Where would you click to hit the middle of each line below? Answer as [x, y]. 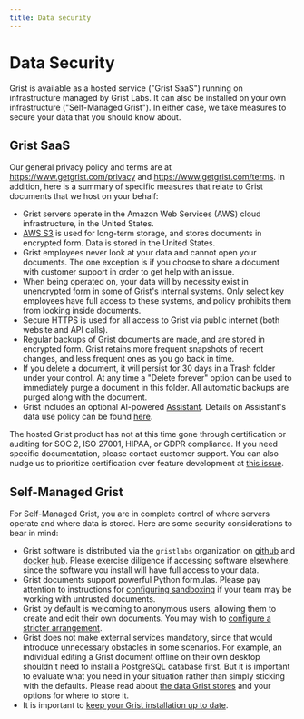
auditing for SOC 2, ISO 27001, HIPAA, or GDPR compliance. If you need [144, 444]
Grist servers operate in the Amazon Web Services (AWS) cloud [142, 214]
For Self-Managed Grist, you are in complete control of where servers [140, 514]
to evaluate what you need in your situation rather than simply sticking [154, 676]
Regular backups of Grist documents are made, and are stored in [143, 340]
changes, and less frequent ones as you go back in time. [128, 359]
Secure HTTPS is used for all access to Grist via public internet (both [151, 320]
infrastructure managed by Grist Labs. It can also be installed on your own [148, 97]
